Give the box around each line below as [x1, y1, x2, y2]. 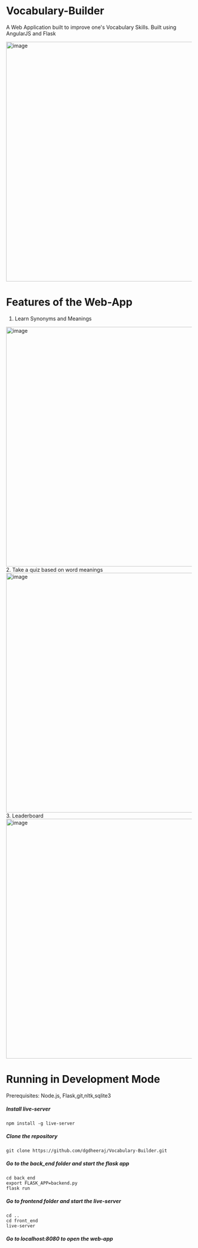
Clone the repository [6, 1133, 58, 1140]
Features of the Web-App [6, 296, 133, 309]
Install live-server [6, 1105, 51, 1113]
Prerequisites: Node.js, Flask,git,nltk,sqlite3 [6, 1092, 111, 1099]
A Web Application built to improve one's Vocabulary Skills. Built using [6, 24, 177, 31]
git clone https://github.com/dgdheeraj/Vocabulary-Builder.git [6, 1148, 167, 1154]
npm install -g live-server [6, 1120, 75, 1126]
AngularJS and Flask [6, 30, 56, 37]
